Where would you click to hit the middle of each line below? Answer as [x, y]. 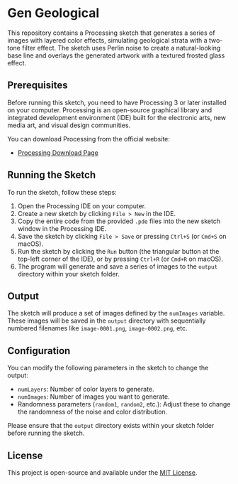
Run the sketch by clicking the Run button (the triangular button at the [118, 251]
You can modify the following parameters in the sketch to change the [108, 368]
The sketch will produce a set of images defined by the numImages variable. [116, 313]
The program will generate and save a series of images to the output [118, 266]
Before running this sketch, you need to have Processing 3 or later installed [117, 102]
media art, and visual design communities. [69, 125]
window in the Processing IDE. [62, 228]
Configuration [39, 351]
